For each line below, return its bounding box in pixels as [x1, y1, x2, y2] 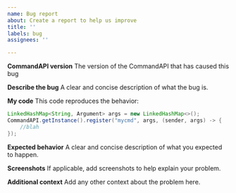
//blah [20, 123, 39, 130]
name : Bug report [7, 10, 58, 18]
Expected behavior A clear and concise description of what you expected [7, 142, 223, 151]
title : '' [7, 23, 37, 30]
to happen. [7, 150, 39, 158]
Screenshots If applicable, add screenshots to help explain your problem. [7, 163, 221, 173]
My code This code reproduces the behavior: [7, 96, 139, 106]
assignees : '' [7, 37, 49, 44]
